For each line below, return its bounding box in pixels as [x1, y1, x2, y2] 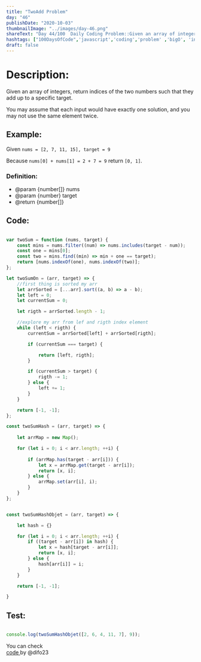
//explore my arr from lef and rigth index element [17, 319, 148, 325]
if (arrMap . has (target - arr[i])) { [28, 457, 119, 463]
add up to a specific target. [6, 94, 73, 101]
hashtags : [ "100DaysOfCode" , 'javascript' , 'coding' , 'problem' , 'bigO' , [6, 37, 186, 43]
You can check [6, 642, 43, 650]
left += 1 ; [38, 385, 66, 391]
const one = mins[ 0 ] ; [17, 248, 71, 254]
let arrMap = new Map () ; [17, 435, 79, 441]
